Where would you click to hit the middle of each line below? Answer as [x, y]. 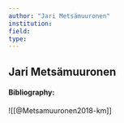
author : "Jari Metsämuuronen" [60, 16]
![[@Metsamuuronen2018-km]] [60, 110]
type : [17, 39]
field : [19, 31]
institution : [30, 24]
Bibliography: [32, 92]
